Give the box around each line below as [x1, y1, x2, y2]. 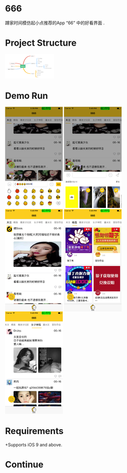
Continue [5, 459, 44, 470]
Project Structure [5, 37, 77, 49]
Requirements [5, 426, 64, 437]
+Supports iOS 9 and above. [5, 442, 62, 447]
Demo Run [5, 90, 48, 101]
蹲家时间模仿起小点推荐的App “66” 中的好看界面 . [5, 20, 105, 26]
